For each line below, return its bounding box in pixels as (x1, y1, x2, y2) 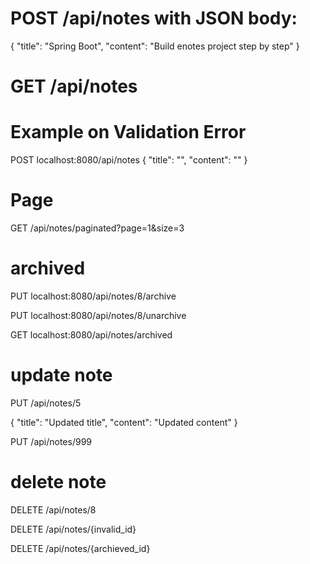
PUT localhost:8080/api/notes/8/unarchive (10, 309, 187, 321)
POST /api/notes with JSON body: (10, 7, 298, 30)
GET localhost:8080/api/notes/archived (10, 328, 173, 341)
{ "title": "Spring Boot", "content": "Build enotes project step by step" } (10, 40, 300, 52)
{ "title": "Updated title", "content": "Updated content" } (10, 416, 238, 428)
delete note (10, 471, 107, 494)
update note (10, 364, 113, 387)
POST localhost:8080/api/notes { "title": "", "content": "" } (10, 154, 248, 166)
